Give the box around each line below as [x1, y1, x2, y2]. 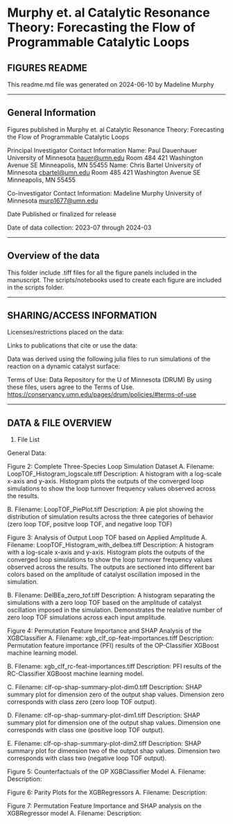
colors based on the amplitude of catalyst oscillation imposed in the [7, 570, 200, 578]
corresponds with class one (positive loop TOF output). [7, 726, 165, 735]
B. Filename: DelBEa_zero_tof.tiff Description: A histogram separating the [7, 591, 215, 599]
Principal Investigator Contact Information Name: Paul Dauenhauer [7, 146, 198, 154]
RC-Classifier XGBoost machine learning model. [7, 669, 144, 678]
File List [17, 436, 40, 444]
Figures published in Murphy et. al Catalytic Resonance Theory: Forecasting [7, 125, 224, 133]
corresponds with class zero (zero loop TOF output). [7, 698, 157, 706]
